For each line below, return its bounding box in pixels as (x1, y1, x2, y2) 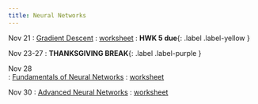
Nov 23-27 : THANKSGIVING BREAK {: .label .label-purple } (8, 48, 202, 58)
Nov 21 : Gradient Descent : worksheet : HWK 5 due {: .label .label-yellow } (8, 33, 251, 43)
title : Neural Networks (8, 11, 87, 20)
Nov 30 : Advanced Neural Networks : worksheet (8, 87, 169, 97)
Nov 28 (8, 64, 32, 73)
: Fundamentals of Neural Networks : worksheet (8, 72, 165, 81)
